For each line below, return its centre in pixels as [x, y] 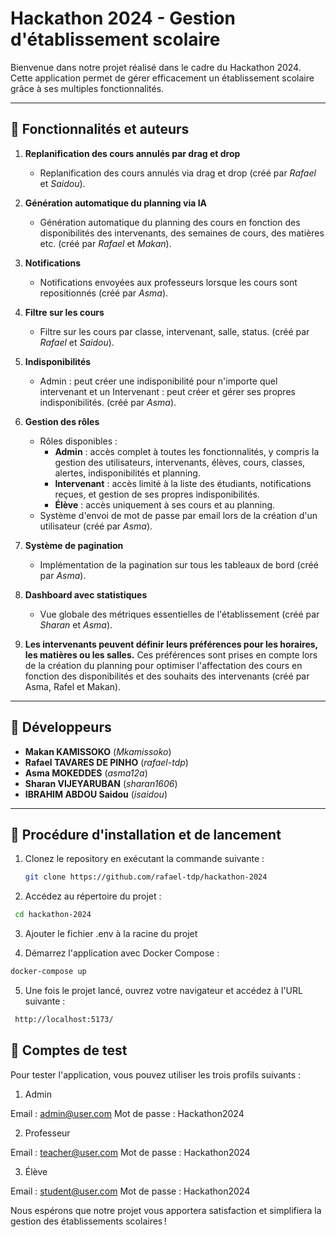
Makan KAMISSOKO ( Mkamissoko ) [98, 751]
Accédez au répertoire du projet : [93, 896]
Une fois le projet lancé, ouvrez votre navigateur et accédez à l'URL [163, 990]
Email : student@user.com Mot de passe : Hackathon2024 [130, 1191]
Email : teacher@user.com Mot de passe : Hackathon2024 [130, 1152]
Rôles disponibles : [78, 441]
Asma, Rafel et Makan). [73, 686]
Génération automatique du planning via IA [116, 203]
